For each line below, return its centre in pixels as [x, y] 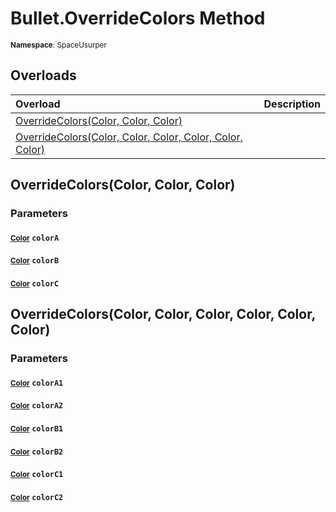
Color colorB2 [37, 452]
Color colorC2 [37, 497]
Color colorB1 [37, 428]
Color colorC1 [37, 475]
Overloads [43, 75]
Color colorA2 [37, 406]
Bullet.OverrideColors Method [138, 18]
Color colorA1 [37, 383]
